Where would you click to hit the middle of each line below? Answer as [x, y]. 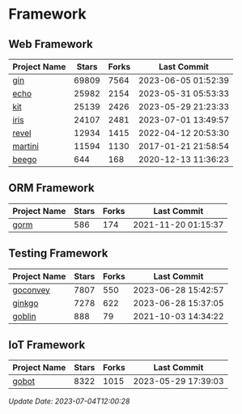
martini [25, 146]
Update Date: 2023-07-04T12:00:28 [69, 401]
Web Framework [51, 44]
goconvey [32, 290]
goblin [24, 316]
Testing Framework [58, 253]
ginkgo [25, 303]
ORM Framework [51, 188]
